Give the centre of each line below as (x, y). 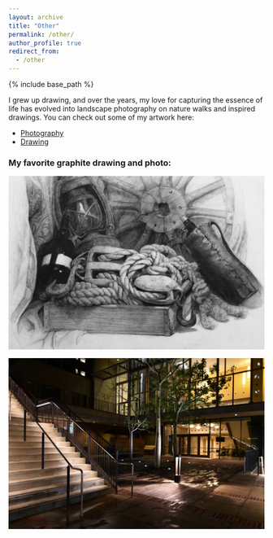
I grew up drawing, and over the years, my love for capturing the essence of (136, 100)
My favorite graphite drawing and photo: (90, 163)
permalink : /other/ (41, 34)
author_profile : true (45, 43)
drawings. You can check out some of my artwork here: (102, 117)
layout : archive (36, 17)
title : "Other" (34, 26)
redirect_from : (34, 52)
